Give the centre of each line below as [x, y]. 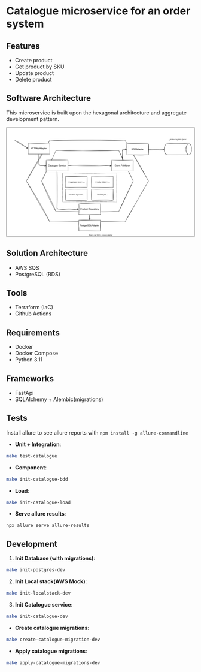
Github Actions [33, 314]
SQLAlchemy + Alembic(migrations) [59, 399]
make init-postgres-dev [36, 570]
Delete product [33, 79]
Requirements [33, 332]
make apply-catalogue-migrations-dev [53, 663]
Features [23, 46]
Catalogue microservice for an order [98, 11]
